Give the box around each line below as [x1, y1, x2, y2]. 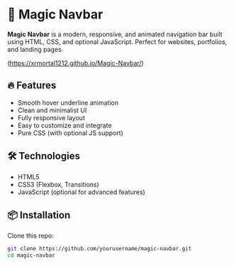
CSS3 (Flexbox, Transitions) [17, 180, 99, 188]
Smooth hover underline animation [17, 98, 119, 107]
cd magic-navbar [7, 252, 55, 259]
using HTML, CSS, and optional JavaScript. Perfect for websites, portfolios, [7, 37, 228, 46]
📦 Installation [7, 209, 71, 221]
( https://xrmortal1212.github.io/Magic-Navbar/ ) [7, 58, 144, 67]
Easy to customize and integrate [17, 121, 112, 129]
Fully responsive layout [17, 113, 85, 122]
